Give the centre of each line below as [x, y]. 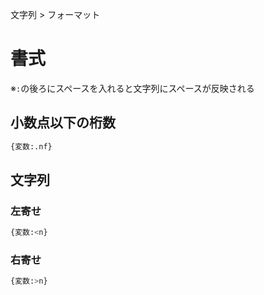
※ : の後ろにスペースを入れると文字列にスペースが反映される [132, 88]
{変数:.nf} [31, 146]
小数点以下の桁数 [63, 123]
